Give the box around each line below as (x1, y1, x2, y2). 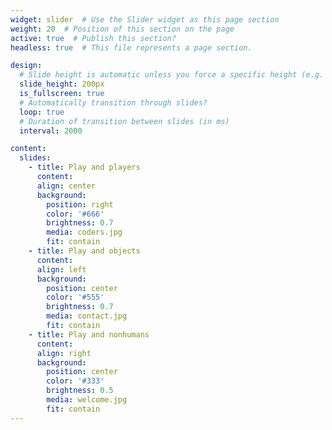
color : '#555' (46, 292, 105, 303)
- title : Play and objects (28, 246, 141, 256)
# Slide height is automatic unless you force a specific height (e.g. (19, 70, 325, 80)
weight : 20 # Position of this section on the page (10, 24, 235, 34)
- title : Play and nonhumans (28, 329, 150, 340)
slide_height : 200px (19, 79, 105, 90)
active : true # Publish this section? (10, 33, 177, 43)
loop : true (19, 107, 65, 117)
